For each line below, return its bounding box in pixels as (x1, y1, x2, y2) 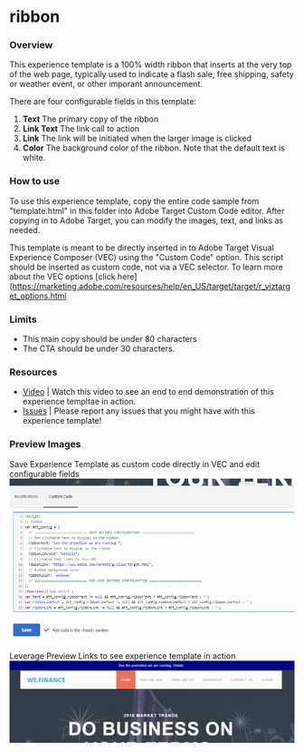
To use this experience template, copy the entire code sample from (9, 195, 260, 206)
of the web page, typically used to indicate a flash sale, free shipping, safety (9, 69, 294, 80)
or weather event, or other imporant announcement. (9, 79, 204, 90)
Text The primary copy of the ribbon (22, 113, 159, 124)
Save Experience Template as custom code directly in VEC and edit (9, 458, 261, 469)
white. (22, 152, 46, 163)
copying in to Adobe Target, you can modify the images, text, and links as (9, 215, 283, 226)
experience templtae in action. (22, 396, 137, 407)
